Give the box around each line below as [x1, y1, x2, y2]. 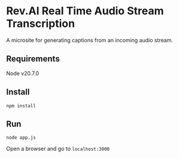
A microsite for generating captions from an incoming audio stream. [6, 36, 174, 44]
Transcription [6, 17, 75, 30]
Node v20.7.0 [6, 70, 40, 77]
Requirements [6, 54, 60, 64]
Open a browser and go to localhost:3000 [6, 145, 110, 153]
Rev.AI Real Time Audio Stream [6, 4, 164, 18]
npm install [6, 103, 36, 109]
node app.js [6, 135, 36, 141]
